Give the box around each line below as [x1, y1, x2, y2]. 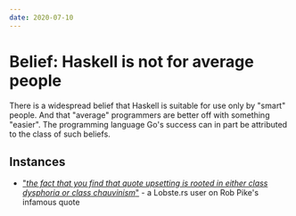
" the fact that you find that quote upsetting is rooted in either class [21, 178, 268, 188]
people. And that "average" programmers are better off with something [9, 109, 270, 120]
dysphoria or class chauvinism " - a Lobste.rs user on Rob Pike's [21, 187, 259, 198]
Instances [9, 154, 66, 170]
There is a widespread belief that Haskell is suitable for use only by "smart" [9, 100, 286, 111]
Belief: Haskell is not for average [9, 51, 254, 71]
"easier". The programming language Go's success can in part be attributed [9, 119, 288, 129]
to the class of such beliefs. [9, 129, 111, 139]
